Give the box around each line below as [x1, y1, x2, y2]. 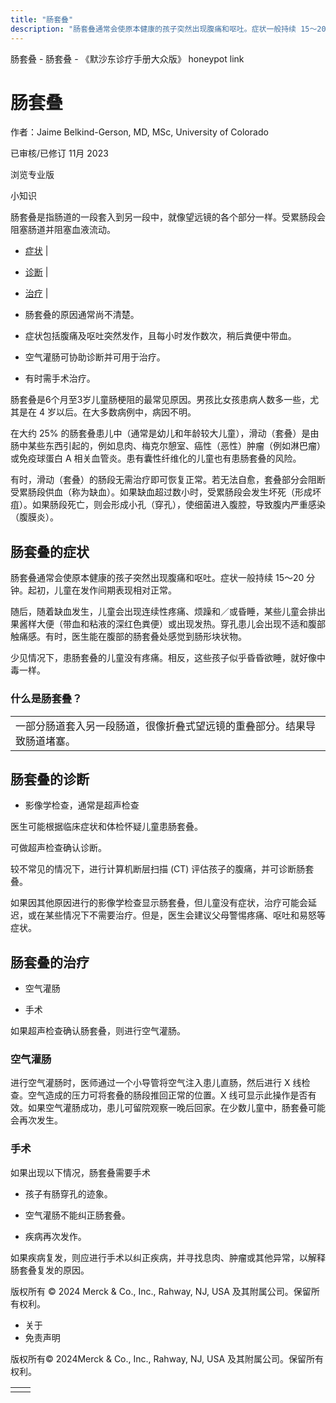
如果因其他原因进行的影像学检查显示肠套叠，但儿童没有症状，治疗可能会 [10, 897, 308, 909]
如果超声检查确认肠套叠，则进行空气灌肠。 [10, 1025, 186, 1037]
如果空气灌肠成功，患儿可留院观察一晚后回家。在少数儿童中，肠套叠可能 [27, 1102, 326, 1114]
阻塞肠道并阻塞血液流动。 [10, 224, 116, 236]
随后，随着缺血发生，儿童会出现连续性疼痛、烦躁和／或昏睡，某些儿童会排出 [10, 606, 326, 618]
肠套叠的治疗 [10, 954, 90, 971]
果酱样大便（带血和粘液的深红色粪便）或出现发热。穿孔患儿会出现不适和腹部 [10, 618, 326, 630]
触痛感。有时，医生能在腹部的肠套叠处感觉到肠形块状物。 [10, 631, 247, 643]
